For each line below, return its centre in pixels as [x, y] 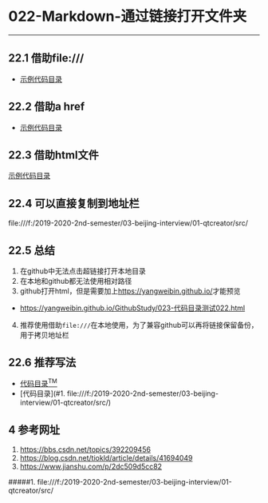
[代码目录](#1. [42, 393]
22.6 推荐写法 [42, 363]
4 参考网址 [34, 430]
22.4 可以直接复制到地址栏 [74, 204]
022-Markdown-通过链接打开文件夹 [128, 16]
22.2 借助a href [47, 107]
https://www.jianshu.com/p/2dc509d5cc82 [91, 467]
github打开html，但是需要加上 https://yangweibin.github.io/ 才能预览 [130, 291]
